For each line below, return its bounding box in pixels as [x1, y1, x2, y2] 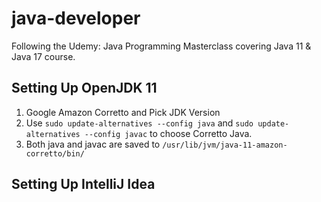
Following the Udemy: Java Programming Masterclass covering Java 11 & [11, 40, 312, 52]
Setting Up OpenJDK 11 [11, 80, 158, 97]
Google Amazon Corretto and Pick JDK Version [25, 106, 221, 118]
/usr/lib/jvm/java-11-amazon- [162, 140, 288, 150]
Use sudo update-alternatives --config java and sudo [25, 117, 254, 129]
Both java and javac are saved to [25, 138, 161, 150]
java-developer [11, 7, 141, 30]
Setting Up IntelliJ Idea [11, 176, 156, 193]
